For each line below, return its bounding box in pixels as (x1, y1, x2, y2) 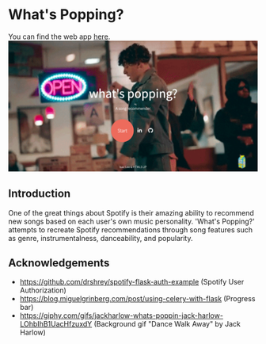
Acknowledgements (8, 256, 110, 269)
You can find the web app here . (8, 32, 111, 41)
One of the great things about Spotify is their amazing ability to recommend (8, 208, 255, 217)
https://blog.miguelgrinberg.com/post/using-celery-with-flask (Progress (19, 294, 256, 304)
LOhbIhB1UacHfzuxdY (19, 319, 93, 329)
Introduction (8, 187, 71, 201)
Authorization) (19, 285, 67, 295)
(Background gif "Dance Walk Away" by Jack (93, 319, 241, 329)
